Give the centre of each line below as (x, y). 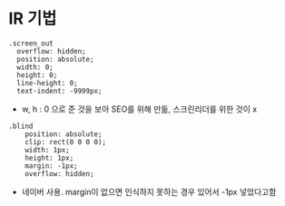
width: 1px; (47, 150)
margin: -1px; (51, 166)
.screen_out (31, 43)
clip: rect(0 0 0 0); (65, 142)
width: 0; (35, 67)
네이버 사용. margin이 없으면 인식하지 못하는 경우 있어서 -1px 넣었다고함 (149, 191)
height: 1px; (49, 158)
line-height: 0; (47, 83)
